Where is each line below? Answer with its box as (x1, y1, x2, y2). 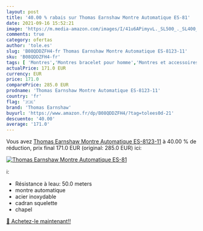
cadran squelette (14, 200, 57, 207)
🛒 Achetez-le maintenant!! (6, 218, 71, 225)
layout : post (6, 8, 39, 15)
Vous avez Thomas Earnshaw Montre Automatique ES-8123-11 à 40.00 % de (6, 138, 196, 145)
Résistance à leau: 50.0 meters (14, 180, 92, 187)
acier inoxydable (14, 193, 56, 200)
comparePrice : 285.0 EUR (6, 82, 69, 88)
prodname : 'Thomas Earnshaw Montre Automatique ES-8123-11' (6, 88, 161, 94)
